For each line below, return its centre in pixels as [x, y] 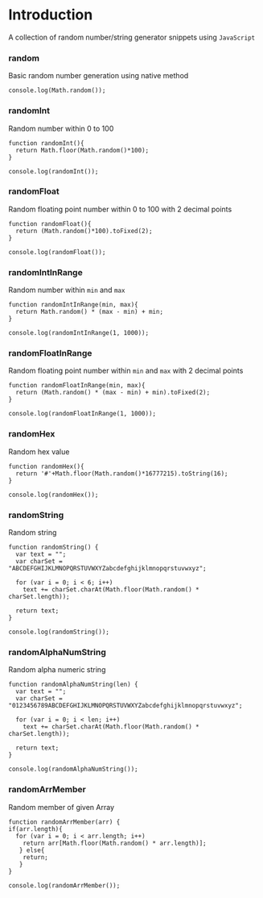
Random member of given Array [62, 807]
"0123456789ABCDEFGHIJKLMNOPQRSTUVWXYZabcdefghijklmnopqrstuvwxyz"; [125, 706]
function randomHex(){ [46, 466]
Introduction [51, 15]
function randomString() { [53, 547]
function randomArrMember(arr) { [64, 822]
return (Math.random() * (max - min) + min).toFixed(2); [113, 393]
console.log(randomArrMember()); [64, 885]
